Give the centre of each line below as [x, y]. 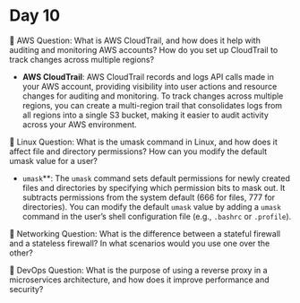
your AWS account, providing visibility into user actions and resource [150, 86]
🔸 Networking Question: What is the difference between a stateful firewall [145, 233]
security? [26, 289]
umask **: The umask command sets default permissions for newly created [156, 178]
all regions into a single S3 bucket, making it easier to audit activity [145, 115]
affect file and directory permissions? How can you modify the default [138, 151]
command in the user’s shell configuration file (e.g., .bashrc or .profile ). [157, 216]
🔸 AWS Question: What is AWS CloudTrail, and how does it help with [135, 40]
